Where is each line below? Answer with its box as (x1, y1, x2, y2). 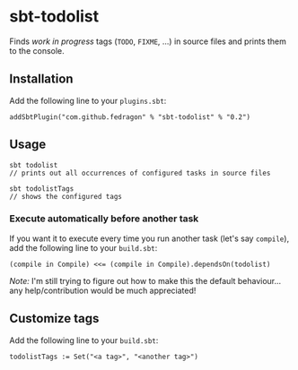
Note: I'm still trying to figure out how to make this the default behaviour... (9, 275, 282, 286)
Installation (9, 72, 74, 87)
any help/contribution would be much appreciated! (9, 285, 197, 296)
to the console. (9, 45, 65, 56)
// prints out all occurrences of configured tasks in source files (9, 168, 271, 177)
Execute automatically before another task (9, 212, 199, 225)
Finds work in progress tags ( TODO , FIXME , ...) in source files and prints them (9, 36, 287, 47)
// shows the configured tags (9, 192, 123, 201)
